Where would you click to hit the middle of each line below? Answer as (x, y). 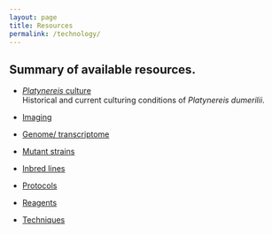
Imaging (37, 117)
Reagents (39, 203)
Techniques (43, 220)
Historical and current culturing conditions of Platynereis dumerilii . (143, 100)
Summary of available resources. (103, 69)
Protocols (39, 185)
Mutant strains (48, 152)
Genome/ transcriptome (66, 134)
